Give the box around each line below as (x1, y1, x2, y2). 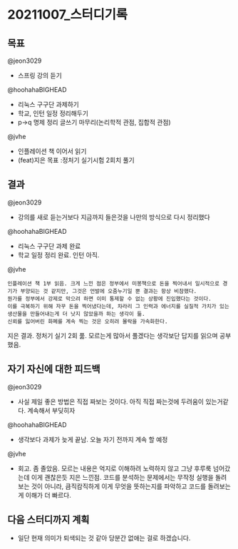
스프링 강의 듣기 (17, 71, 62, 79)
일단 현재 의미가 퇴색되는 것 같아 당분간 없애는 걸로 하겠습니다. (17, 534, 191, 543)
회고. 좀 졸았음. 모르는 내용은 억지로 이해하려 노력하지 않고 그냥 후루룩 (17, 464, 212, 473)
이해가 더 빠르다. (25, 491, 71, 499)
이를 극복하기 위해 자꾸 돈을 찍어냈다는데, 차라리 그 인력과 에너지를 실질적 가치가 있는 (7, 302, 229, 310)
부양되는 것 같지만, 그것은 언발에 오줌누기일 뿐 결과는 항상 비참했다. (20, 287, 197, 294)
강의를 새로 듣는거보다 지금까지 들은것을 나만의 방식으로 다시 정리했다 (17, 212, 210, 221)
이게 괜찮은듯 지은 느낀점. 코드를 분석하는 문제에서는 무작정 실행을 (31, 473, 214, 481)
